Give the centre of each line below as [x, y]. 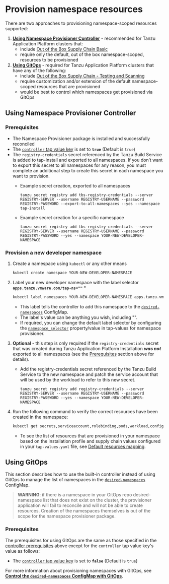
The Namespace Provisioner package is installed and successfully [81, 138]
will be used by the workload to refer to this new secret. [78, 379]
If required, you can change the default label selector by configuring [91, 322]
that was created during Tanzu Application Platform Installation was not [87, 348]
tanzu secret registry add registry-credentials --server [82, 389]
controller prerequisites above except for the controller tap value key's [79, 546]
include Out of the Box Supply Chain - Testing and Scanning [82, 76]
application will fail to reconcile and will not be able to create [80, 505]
